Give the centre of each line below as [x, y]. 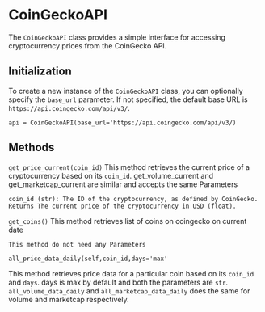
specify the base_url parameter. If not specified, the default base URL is [128, 99]
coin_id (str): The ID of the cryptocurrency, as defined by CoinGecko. [133, 199]
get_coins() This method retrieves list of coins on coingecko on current [128, 221]
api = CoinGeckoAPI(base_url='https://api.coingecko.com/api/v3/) [122, 123]
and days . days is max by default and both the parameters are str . [118, 282]
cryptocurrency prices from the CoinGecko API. [88, 45]
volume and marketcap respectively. [69, 299]
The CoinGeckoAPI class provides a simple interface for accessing [117, 37]
